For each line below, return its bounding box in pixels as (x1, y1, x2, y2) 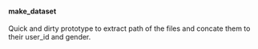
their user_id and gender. (8, 32, 91, 42)
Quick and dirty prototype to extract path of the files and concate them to (8, 24, 251, 33)
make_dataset (8, 6, 57, 16)
